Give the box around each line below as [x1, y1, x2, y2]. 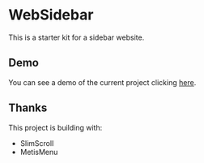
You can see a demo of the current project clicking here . [8, 77, 197, 87]
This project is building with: [8, 122, 103, 132]
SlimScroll [19, 138, 54, 148]
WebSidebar [8, 6, 94, 24]
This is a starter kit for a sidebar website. [8, 32, 145, 42]
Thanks [8, 101, 48, 115]
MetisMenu [19, 147, 58, 157]
